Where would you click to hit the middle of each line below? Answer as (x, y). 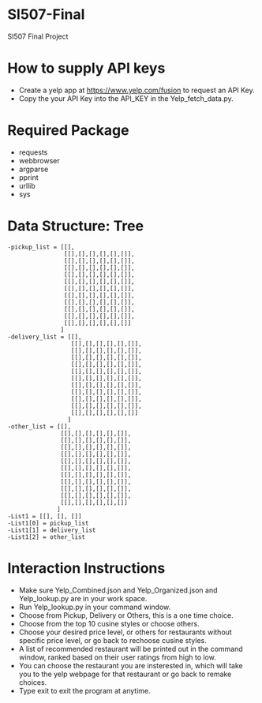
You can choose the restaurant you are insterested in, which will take (131, 665)
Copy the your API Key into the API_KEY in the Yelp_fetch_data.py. (126, 98)
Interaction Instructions (86, 568)
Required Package (68, 131)
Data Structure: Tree (75, 226)
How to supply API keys (86, 68)
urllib (27, 185)
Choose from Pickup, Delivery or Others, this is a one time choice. (126, 615)
